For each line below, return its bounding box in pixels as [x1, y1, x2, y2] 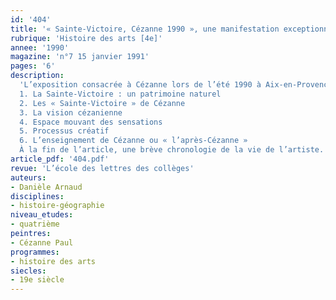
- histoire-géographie [10, 201, 105, 211]
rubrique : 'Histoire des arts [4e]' [10, 33, 163, 43]
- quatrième [10, 219, 60, 230]
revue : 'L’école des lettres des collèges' [10, 163, 195, 173]
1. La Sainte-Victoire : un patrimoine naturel [19, 89, 222, 99]
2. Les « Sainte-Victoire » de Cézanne [19, 98, 186, 108]
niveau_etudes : [10, 210, 74, 220]
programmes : [10, 247, 60, 257]
